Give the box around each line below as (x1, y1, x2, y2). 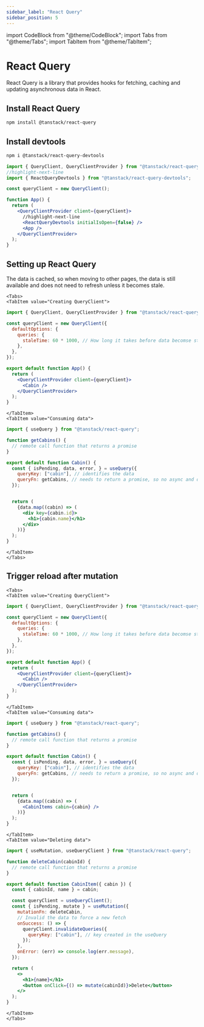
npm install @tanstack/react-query (6, 119, 97, 125)
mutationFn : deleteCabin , (17, 909, 83, 916)
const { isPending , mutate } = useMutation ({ (12, 903, 129, 909)
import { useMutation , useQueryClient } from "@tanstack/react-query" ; (6, 848, 191, 854)
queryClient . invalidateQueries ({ (22, 926, 107, 932)
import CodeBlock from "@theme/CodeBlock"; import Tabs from (6, 31, 168, 38)
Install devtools (6, 136, 66, 147)
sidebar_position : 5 (6, 15, 59, 21)
